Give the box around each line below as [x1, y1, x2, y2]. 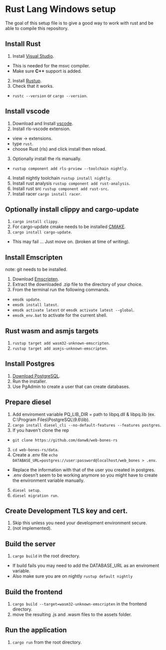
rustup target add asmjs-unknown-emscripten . [12, 345, 108, 351]
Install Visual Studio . [12, 53, 54, 59]
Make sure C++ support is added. [12, 68, 82, 74]
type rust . [12, 141, 33, 147]
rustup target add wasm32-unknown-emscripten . [12, 340, 110, 346]
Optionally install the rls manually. [12, 156, 82, 162]
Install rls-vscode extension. [12, 126, 71, 132]
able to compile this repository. [5, 25, 69, 31]
